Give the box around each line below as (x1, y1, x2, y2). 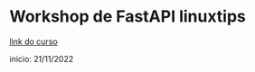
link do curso (9, 36, 58, 47)
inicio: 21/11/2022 (9, 53, 74, 64)
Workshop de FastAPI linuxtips (9, 6, 246, 27)
